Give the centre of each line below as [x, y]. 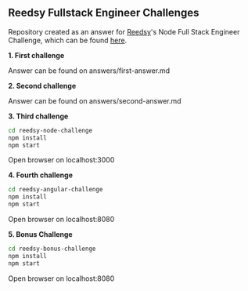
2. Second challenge [42, 85]
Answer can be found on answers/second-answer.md [95, 100]
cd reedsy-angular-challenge [56, 190]
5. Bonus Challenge [40, 235]
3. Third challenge [38, 116]
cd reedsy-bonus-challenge [52, 249]
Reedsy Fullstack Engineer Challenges [104, 13]
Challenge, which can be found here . [68, 40]
